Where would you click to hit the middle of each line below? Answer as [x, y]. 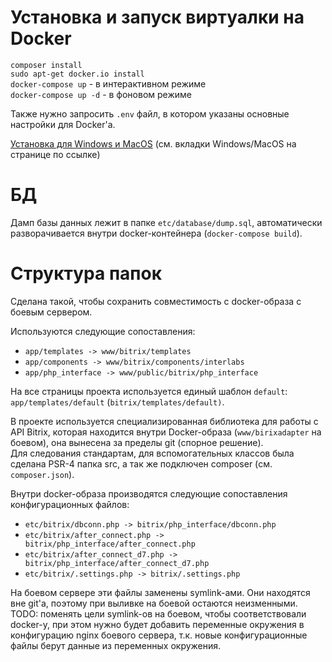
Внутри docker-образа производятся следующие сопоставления [149, 493]
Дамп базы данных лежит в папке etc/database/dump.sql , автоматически [166, 222]
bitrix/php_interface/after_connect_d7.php [117, 563]
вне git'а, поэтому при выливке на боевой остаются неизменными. [154, 603]
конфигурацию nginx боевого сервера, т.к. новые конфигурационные [159, 635]
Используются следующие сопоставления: [103, 331]
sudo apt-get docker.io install [77, 74]
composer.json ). [42, 474]
